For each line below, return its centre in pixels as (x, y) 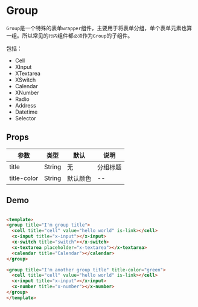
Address (25, 105)
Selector (25, 118)
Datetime (26, 112)
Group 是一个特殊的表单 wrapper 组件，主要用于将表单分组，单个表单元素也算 (99, 28)
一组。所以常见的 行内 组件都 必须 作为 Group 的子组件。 (70, 35)
